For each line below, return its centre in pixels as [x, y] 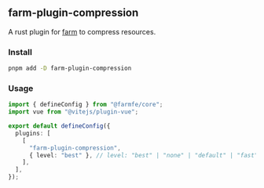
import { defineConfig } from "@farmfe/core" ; [86, 105]
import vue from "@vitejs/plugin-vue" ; [73, 112]
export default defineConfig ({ [59, 126]
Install [20, 52]
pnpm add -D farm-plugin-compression [70, 69]
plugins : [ [33, 133]
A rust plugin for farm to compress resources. [82, 31]
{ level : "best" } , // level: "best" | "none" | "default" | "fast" [143, 155]
